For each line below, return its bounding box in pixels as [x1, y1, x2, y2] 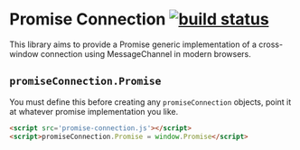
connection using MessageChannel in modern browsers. [40, 48, 251, 59]
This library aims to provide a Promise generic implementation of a [9, 39, 258, 50]
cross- [258, 39, 283, 50]
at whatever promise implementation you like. [9, 106, 179, 117]
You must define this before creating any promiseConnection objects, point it [9, 96, 292, 108]
